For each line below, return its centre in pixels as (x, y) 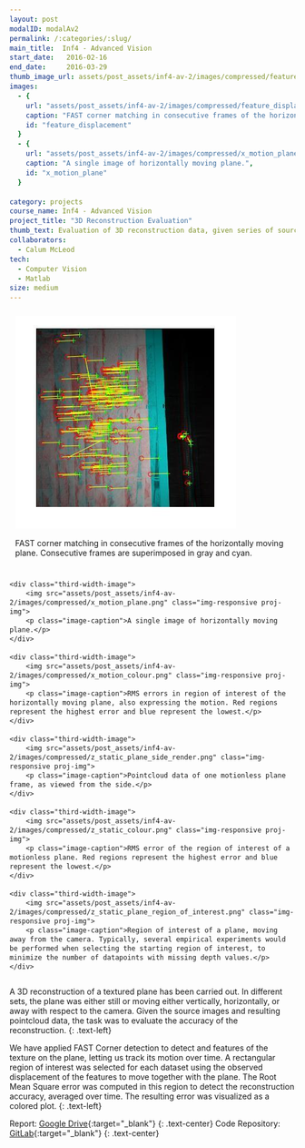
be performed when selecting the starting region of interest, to (138, 949)
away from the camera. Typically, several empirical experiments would (148, 940)
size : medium (34, 288)
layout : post (34, 19)
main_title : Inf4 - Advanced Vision (81, 48)
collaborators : (38, 240)
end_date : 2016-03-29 (58, 67)
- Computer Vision (53, 269)
